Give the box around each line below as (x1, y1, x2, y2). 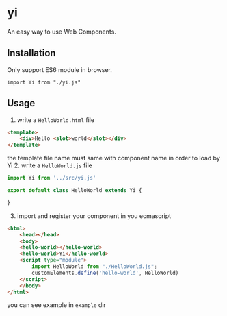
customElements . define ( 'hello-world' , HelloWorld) (31, 269, 179, 276)
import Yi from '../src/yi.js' (7, 175, 96, 182)
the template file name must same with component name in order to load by (7, 154, 221, 162)
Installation (7, 47, 56, 59)
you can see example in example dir (7, 301, 106, 309)
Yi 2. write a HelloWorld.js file (7, 161, 92, 169)
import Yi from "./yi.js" (7, 79, 81, 86)
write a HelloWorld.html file (16, 115, 94, 124)
